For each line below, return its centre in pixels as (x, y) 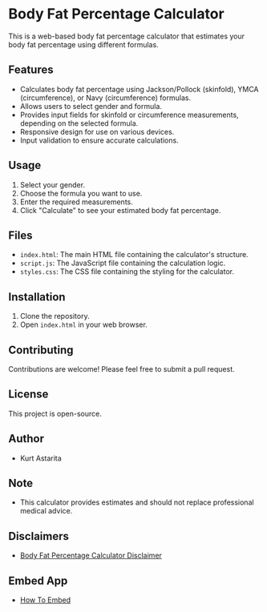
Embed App (38, 580)
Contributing (41, 350)
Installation (37, 297)
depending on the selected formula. (79, 123)
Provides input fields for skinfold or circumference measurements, (129, 115)
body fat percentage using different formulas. (83, 44)
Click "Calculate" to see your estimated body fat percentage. (120, 210)
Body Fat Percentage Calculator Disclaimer (91, 556)
